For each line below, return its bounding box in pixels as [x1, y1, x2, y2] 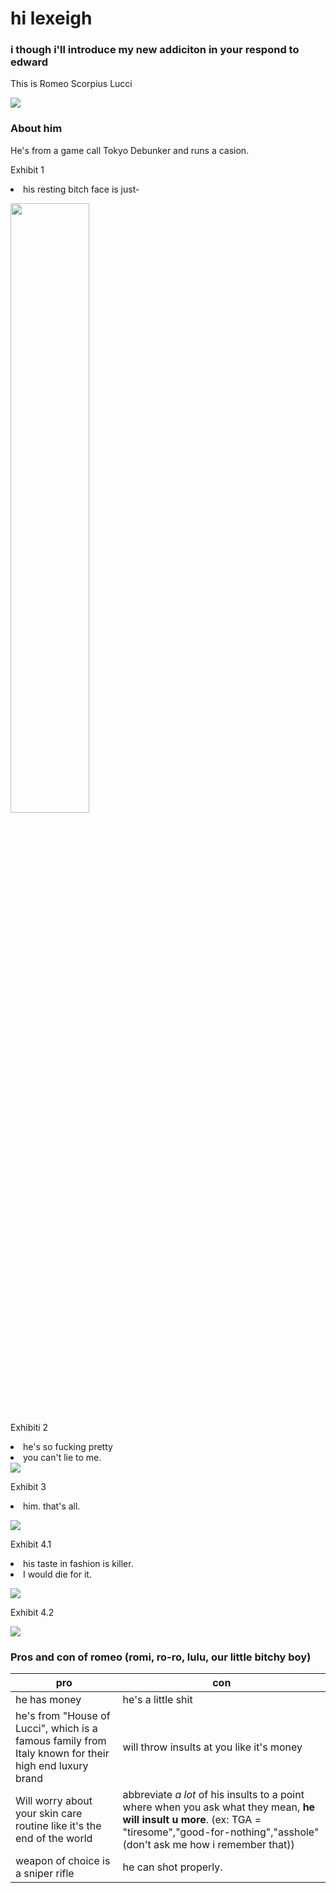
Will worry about [15, 1794, 93, 1808]
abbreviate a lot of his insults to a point [122, 1788, 305, 1802]
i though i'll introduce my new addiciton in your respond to [10, 43, 300, 57]
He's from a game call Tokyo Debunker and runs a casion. [10, 144, 250, 156]
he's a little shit [122, 1693, 193, 1707]
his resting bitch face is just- [23, 183, 140, 195]
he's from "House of [15, 1709, 111, 1723]
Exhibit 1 [10, 163, 45, 176]
